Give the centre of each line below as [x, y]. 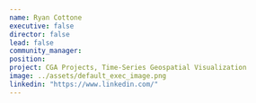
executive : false [42, 26]
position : [28, 59]
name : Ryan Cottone [46, 17]
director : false [40, 34]
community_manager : [46, 51]
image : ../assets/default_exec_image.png [88, 76]
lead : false [31, 43]
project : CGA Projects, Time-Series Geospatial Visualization [128, 68]
